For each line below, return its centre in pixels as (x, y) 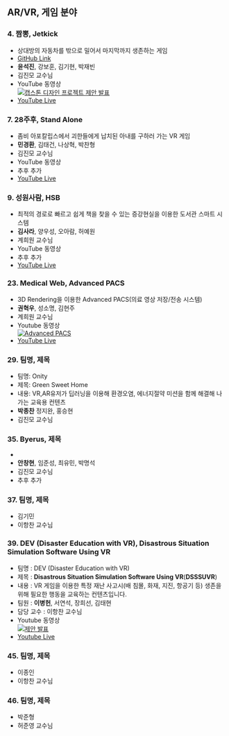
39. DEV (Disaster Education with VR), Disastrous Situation (108, 543)
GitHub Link (34, 58)
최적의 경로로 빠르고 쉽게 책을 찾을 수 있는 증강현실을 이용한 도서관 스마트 (116, 214)
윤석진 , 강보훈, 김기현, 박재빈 (56, 66)
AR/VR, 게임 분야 (42, 12)
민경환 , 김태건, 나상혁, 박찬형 (56, 144)
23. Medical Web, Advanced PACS (66, 283)
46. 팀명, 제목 (29, 701)
